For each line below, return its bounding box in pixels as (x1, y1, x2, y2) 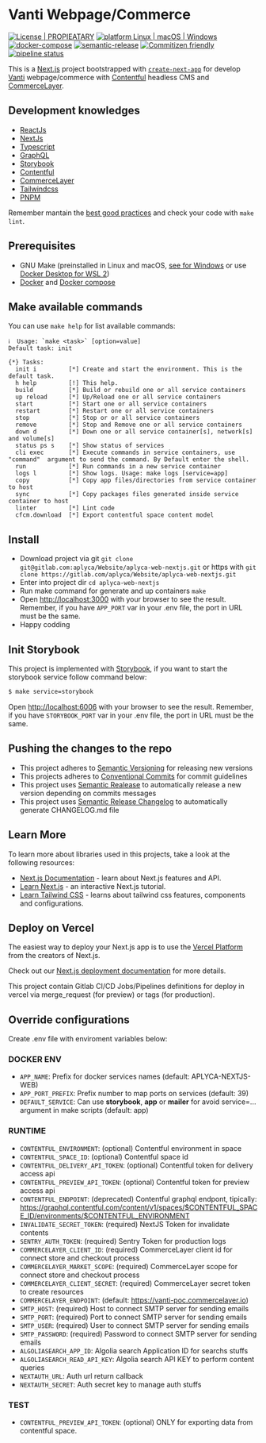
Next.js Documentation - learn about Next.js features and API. (19, 873, 222, 883)
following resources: (8, 857, 75, 867)
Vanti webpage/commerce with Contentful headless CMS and (8, 72, 210, 82)
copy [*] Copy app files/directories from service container (15, 476, 257, 485)
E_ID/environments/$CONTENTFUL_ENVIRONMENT (19, 1210, 190, 1220)
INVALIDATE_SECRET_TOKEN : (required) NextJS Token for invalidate (19, 1219, 230, 1229)
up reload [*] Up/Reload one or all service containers (15, 393, 222, 402)
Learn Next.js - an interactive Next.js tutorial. (19, 881, 166, 891)
